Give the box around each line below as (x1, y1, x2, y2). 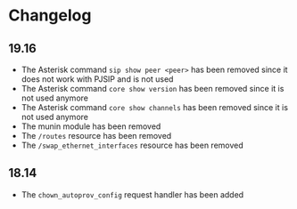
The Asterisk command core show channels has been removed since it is (21, 102, 289, 112)
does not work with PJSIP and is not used (21, 74, 174, 84)
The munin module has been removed (21, 121, 161, 132)
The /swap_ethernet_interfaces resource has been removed (21, 140, 244, 150)
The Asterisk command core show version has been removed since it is (21, 84, 285, 93)
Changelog (8, 5, 92, 26)
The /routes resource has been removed (21, 131, 172, 141)
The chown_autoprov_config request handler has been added (21, 189, 244, 200)
